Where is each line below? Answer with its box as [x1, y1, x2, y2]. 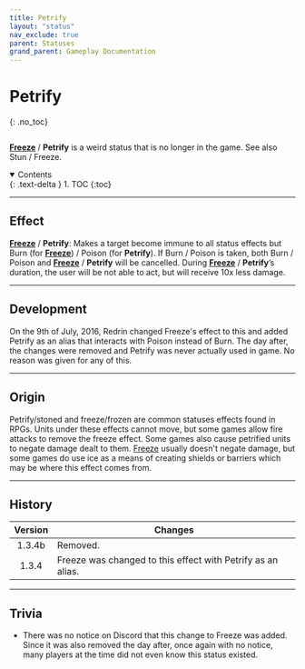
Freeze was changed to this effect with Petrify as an [57, 554, 279, 566]
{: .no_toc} [9, 116, 48, 127]
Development [9, 302, 88, 317]
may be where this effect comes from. [9, 462, 152, 473]
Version [14, 524, 49, 536]
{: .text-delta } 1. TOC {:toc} [9, 179, 112, 190]
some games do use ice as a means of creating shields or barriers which [9, 452, 281, 464]
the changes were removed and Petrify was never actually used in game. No [9, 344, 295, 355]
